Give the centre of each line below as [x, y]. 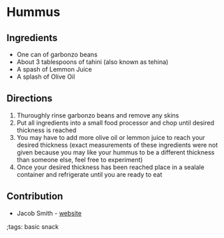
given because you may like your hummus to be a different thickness [115, 152]
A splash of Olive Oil [46, 77]
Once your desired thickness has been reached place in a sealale [111, 167]
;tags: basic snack [33, 226]
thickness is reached [46, 130]
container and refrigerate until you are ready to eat [89, 174]
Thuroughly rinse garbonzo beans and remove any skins [98, 115]
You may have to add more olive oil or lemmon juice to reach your [111, 137]
